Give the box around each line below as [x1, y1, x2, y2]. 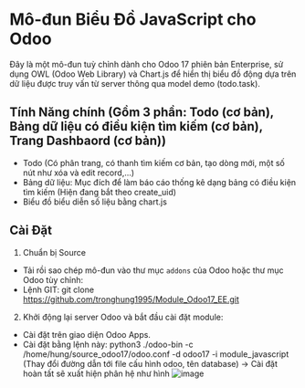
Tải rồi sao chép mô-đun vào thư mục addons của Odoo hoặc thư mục [22, 265, 284, 276]
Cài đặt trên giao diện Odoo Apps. [22, 329, 151, 340]
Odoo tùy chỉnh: [22, 274, 84, 285]
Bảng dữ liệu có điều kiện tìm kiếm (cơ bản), [9, 119, 263, 134]
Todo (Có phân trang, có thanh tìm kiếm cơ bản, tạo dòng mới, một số [22, 157, 285, 168]
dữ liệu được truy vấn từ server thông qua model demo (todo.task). [9, 78, 260, 89]
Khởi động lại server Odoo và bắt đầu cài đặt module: [22, 311, 224, 322]
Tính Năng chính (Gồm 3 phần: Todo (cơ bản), [9, 105, 274, 121]
